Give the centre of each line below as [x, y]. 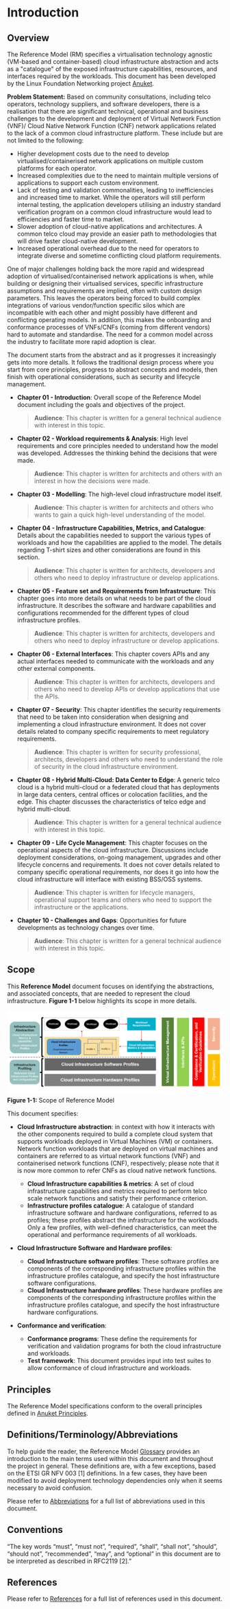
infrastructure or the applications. [81, 907]
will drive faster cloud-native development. [77, 241]
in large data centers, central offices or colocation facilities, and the [112, 794]
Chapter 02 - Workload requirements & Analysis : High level [102, 439]
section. [28, 557]
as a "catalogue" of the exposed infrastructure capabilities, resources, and [112, 69]
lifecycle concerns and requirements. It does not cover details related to [118, 864]
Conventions [35, 1530]
